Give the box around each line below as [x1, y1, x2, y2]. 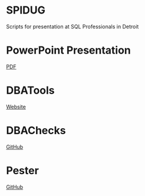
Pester [6, 164, 39, 177]
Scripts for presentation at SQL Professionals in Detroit [6, 23, 139, 30]
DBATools [6, 84, 55, 97]
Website [6, 103, 27, 110]
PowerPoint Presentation [6, 44, 131, 57]
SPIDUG [6, 4, 46, 17]
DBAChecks [6, 124, 66, 137]
